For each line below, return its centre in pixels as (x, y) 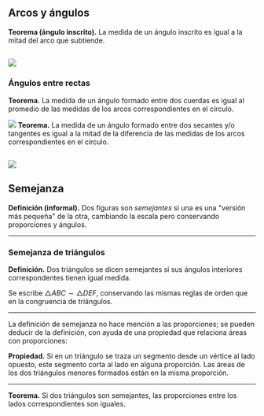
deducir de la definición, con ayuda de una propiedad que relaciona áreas (128, 332)
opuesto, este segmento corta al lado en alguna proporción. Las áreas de (126, 364)
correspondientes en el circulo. (59, 142)
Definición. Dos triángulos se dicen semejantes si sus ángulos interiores (125, 269)
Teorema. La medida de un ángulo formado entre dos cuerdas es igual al (126, 100)
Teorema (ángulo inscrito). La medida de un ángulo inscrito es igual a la (125, 32)
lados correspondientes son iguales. (67, 404)
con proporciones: (38, 341)
